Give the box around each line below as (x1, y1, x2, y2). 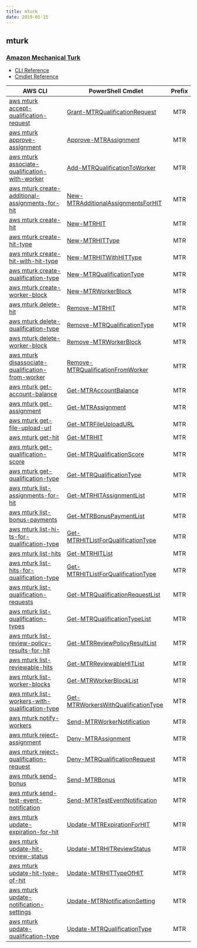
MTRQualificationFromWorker (66, 366, 148, 374)
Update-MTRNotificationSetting (66, 897, 155, 905)
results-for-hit (9, 646, 50, 655)
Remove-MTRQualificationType (66, 321, 154, 329)
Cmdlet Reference (14, 73, 59, 80)
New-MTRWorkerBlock (66, 287, 132, 296)
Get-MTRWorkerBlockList (66, 676, 139, 685)
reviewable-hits (9, 664, 53, 672)
